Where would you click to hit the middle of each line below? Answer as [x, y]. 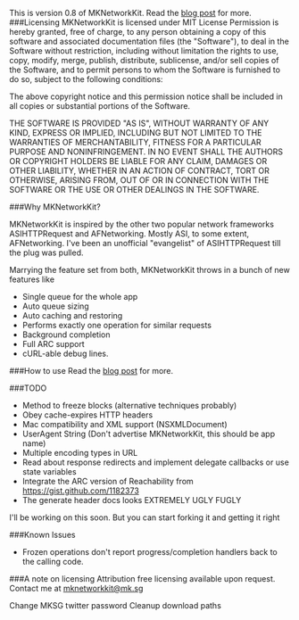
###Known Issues [42, 535]
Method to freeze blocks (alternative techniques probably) [129, 405]
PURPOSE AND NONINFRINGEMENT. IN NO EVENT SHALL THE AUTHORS [146, 152]
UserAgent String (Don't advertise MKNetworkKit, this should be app [149, 434]
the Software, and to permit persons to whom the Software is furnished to [145, 70]
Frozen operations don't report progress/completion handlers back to [150, 552]
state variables [50, 471]
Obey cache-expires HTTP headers [87, 415]
